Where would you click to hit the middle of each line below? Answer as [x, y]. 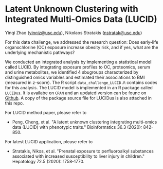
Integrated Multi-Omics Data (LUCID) [81, 19]
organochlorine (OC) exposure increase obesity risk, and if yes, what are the [82, 47]
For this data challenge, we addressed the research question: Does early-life [82, 42]
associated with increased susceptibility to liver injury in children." [78, 156]
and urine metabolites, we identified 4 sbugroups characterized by [72, 72]
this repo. [15, 103]
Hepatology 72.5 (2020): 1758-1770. [48, 161]
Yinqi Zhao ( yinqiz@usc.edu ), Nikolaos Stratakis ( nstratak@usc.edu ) [73, 33]
